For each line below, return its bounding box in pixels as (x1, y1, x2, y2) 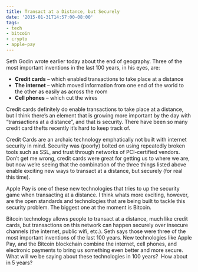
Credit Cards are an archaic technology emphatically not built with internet (6, 136, 187, 143)
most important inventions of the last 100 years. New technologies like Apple (6, 234, 192, 241)
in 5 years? (6, 259, 33, 266)
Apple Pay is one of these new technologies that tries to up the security (6, 185, 180, 192)
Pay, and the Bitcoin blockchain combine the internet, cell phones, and (6, 240, 177, 247)
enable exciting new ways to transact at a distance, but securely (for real (6, 167, 183, 174)
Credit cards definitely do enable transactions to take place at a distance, (6, 106, 184, 113)
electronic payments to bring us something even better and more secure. (6, 246, 184, 254)
